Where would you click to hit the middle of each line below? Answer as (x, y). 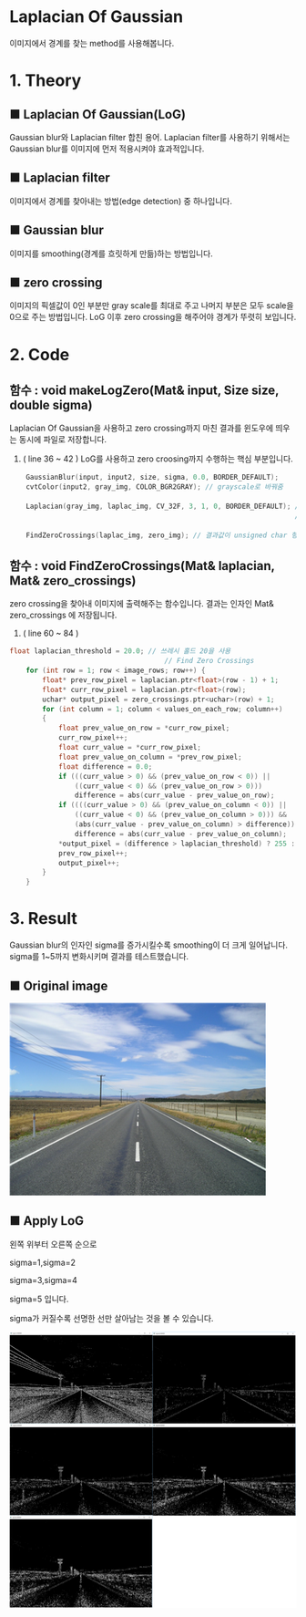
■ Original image (59, 985)
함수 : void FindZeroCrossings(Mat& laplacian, (142, 566)
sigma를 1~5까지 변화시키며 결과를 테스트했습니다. (99, 957)
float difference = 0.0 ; (105, 767)
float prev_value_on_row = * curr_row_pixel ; (144, 728)
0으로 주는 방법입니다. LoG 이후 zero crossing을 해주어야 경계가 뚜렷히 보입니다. (153, 317)
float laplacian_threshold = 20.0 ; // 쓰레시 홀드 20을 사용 (120, 651)
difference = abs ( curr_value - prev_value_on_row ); (174, 795)
